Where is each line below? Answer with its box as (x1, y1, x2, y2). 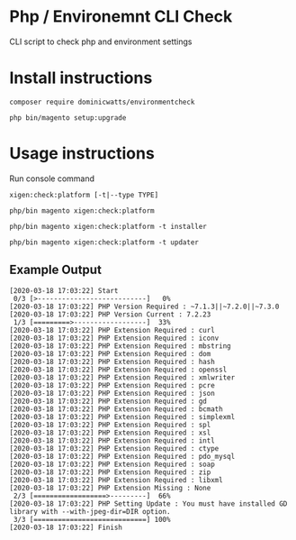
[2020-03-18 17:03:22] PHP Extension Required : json (9, 389, 216, 398)
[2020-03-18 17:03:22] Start (9, 286, 119, 295)
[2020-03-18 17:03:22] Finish (9, 523, 123, 532)
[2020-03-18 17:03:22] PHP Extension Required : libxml (9, 475, 223, 484)
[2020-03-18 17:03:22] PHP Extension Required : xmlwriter (9, 372, 236, 382)
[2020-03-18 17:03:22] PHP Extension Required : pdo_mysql (9, 452, 236, 461)
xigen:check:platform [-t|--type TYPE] (9, 190, 159, 199)
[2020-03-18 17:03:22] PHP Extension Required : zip (9, 467, 211, 477)
